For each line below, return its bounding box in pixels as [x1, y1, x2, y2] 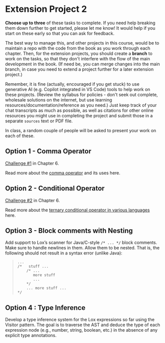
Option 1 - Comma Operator [5, 147, 92, 155]
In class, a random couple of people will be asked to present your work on [5, 127, 157, 133]
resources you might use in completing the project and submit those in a [5, 112, 153, 118]
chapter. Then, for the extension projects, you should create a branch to [5, 50, 153, 56]
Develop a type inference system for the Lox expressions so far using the [5, 317, 155, 323]
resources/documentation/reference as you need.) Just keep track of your [5, 102, 157, 108]
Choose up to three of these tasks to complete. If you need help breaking [5, 20, 156, 26]
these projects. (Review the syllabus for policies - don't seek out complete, [5, 92, 158, 98]
